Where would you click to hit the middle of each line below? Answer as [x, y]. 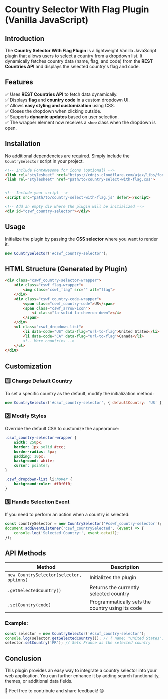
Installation [23, 144]
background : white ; [34, 461]
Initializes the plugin [113, 578]
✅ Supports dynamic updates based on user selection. [62, 117]
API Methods [26, 553]
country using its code [116, 608]
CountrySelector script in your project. [44, 161]
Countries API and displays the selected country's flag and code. [73, 66]
